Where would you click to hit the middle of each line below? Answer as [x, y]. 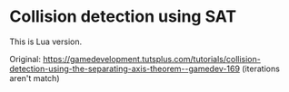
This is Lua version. [46, 41]
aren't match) [35, 78]
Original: [25, 59]
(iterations [261, 69]
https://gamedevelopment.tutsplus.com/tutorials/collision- [151, 59]
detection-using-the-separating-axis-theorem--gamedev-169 [125, 69]
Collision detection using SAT [123, 17]
